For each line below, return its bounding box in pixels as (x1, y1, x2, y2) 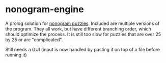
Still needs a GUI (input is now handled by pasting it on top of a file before (5, 46, 160, 52)
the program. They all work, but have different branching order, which (5, 25, 152, 31)
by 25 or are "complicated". (5, 37, 63, 43)
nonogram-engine (5, 4, 84, 15)
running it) (5, 52, 27, 58)
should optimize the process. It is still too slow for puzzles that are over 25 (5, 31, 161, 37)
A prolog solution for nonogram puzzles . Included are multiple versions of (5, 20, 160, 26)
